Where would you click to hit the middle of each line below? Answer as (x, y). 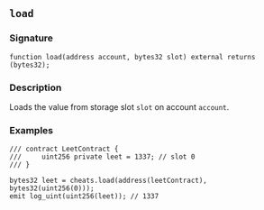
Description (36, 87)
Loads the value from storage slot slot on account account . (119, 106)
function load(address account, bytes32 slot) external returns (132, 57)
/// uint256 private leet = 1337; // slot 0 (102, 157)
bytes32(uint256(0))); (52, 188)
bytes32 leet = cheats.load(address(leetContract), (108, 181)
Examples (32, 130)
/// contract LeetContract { (64, 149)
